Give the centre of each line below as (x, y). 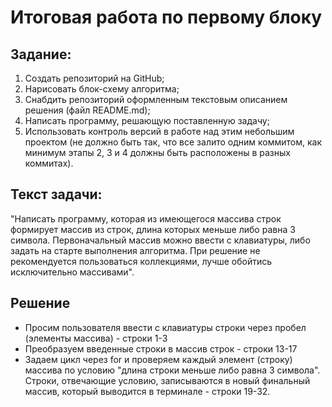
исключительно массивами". (72, 272)
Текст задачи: (56, 194)
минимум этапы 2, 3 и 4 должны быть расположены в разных (157, 152)
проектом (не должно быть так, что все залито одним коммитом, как (173, 142)
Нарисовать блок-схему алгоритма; (102, 89)
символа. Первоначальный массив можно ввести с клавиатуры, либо (160, 240)
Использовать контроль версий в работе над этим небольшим (159, 131)
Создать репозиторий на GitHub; (94, 78)
